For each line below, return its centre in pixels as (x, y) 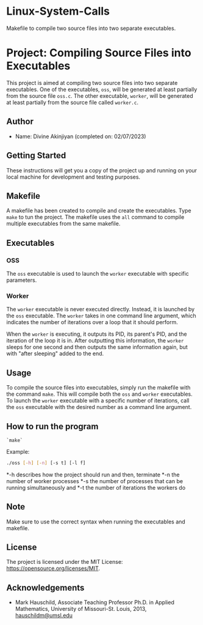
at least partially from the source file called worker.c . (73, 102)
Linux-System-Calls (58, 11)
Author (20, 121)
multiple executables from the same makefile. (63, 224)
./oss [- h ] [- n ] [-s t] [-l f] (46, 463)
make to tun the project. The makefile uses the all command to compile (95, 217)
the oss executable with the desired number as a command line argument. (99, 407)
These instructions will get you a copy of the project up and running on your (101, 170)
